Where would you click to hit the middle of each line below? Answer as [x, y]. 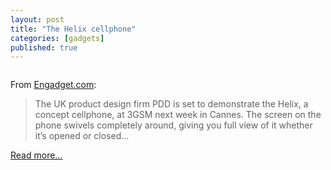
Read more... [36, 155]
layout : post [37, 19]
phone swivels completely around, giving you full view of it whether [173, 125]
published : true [44, 47]
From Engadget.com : [53, 85]
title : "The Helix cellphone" [73, 29]
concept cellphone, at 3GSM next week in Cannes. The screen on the [178, 115]
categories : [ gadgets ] [57, 38]
